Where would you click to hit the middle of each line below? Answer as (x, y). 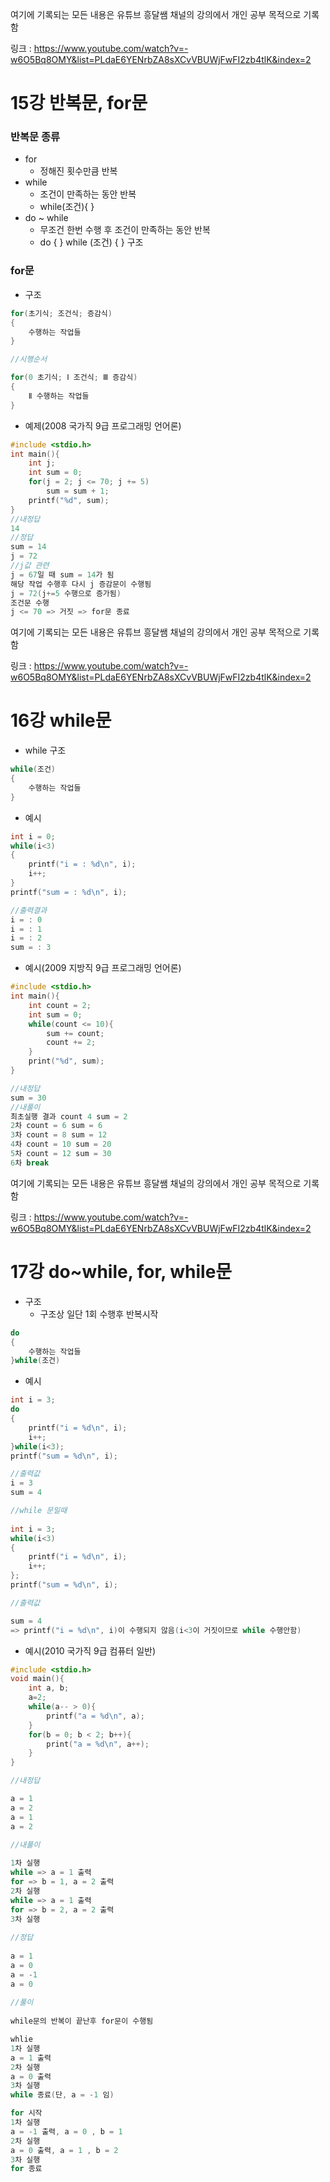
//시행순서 (29, 359)
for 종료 (26, 2169)
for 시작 (26, 2113)
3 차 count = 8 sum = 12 (59, 1135)
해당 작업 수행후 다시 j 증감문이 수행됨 (81, 584)
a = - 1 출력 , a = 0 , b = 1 (66, 2131)
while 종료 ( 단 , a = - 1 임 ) (62, 2095)
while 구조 (45, 750)
